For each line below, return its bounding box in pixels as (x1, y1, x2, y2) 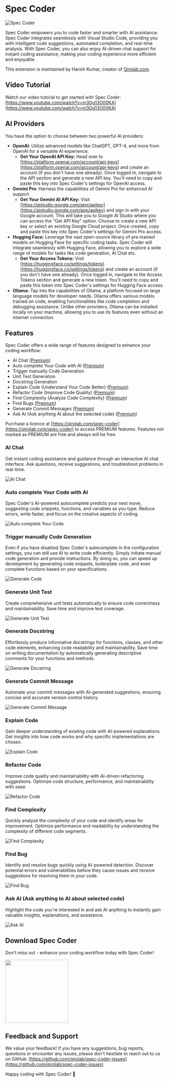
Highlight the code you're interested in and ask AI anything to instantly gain (5, 906, 161, 912)
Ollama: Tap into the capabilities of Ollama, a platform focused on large (12, 287, 161, 293)
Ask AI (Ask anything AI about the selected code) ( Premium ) (12, 411, 137, 417)
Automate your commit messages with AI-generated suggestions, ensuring (5, 689, 161, 695)
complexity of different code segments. (5, 828, 87, 834)
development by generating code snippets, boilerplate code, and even (5, 561, 151, 567)
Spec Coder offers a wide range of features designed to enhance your (5, 342, 151, 348)
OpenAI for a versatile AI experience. (12, 148, 89, 154)
